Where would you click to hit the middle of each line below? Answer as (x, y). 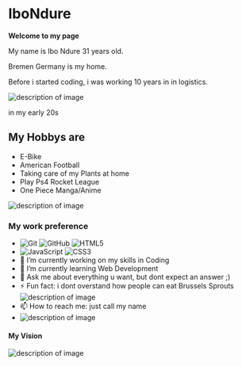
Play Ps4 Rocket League (60, 181)
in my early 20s (34, 112)
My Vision (25, 335)
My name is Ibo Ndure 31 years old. (66, 51)
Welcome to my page (44, 36)
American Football (50, 165)
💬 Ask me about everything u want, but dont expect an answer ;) (125, 277)
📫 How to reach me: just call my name (83, 307)
